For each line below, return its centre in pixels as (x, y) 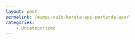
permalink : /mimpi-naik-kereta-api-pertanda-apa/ (67, 17)
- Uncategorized (36, 28)
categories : (20, 22)
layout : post (21, 11)
